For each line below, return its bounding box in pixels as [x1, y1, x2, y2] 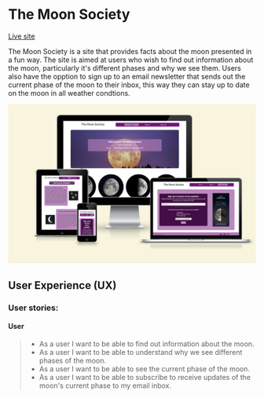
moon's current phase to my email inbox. [38, 381, 172, 390]
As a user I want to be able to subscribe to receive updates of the [38, 372, 251, 382]
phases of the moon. [38, 356, 107, 365]
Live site [8, 31, 35, 41]
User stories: [8, 302, 59, 313]
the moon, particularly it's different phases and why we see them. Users [8, 63, 241, 72]
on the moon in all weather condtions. [8, 88, 131, 97]
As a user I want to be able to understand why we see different [38, 347, 243, 356]
